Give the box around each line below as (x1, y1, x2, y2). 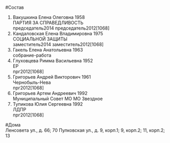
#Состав (5, 5, 24, 10)
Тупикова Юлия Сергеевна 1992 (12, 101, 83, 107)
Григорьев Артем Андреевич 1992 (12, 90, 88, 96)
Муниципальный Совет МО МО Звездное (12, 96, 103, 102)
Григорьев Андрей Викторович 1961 (12, 74, 91, 80)
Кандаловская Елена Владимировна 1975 (12, 31, 104, 36)
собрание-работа (12, 52, 52, 58)
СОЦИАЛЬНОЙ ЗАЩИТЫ (12, 36, 68, 42)
